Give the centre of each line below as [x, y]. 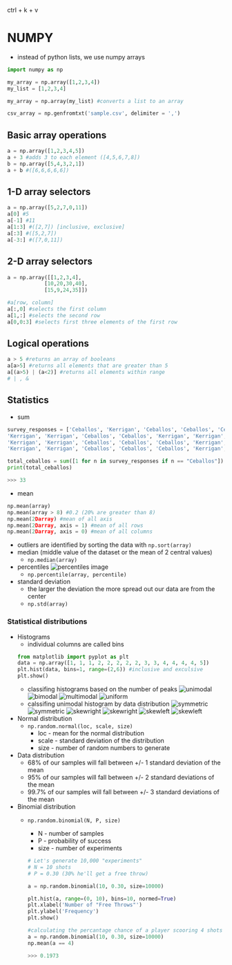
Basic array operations [57, 135]
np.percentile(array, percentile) [77, 575]
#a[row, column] [30, 303]
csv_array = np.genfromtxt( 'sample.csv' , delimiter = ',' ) [94, 113]
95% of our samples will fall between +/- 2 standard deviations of [121, 778]
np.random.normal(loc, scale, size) [80, 727]
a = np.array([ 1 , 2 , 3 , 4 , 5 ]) [46, 151]
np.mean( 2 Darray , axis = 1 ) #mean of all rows [75, 525]
